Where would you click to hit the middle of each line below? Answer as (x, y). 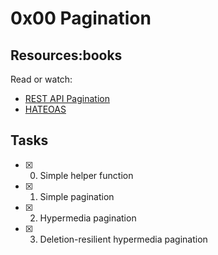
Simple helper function (86, 175)
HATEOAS (45, 109)
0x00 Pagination (81, 18)
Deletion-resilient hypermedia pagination (123, 239)
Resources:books (66, 55)
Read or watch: (41, 79)
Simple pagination (77, 196)
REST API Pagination (67, 98)
